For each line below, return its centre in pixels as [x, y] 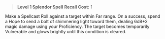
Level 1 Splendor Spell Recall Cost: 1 [55, 7]
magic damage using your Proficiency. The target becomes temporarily [77, 26]
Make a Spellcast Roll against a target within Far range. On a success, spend [83, 16]
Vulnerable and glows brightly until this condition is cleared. [66, 32]
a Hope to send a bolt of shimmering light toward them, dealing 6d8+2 [76, 21]
